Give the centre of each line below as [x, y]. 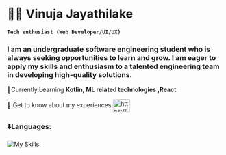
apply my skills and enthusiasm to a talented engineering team [113, 66]
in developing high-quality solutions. [70, 74]
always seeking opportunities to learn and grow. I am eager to [112, 57]
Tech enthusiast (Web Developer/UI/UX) [64, 32]
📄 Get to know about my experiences [59, 105]
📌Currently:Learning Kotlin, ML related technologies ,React [92, 90]
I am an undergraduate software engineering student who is [109, 49]
